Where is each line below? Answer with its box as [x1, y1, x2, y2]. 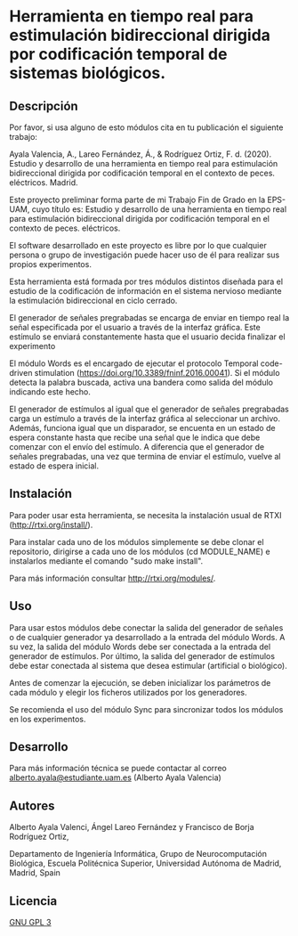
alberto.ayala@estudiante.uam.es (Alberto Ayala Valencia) [9, 772, 222, 783]
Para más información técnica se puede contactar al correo [9, 763, 227, 774]
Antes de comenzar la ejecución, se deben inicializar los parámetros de [9, 677, 271, 688]
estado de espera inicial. [9, 460, 100, 471]
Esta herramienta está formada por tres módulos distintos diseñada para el [9, 276, 283, 287]
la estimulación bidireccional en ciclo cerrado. [9, 296, 178, 305]
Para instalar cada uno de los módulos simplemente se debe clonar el [9, 536, 264, 547]
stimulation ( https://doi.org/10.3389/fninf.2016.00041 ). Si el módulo [34, 368, 280, 378]
